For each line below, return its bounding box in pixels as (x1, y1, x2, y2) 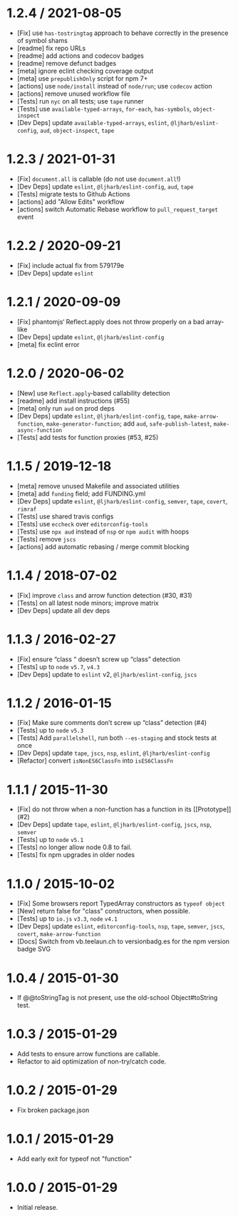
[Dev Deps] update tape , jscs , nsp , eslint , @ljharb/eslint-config (16, 748, 210, 758)
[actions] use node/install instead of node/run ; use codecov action (16, 81, 212, 90)
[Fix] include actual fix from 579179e (16, 261, 125, 269)
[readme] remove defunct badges (16, 59, 117, 67)
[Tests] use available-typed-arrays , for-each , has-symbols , (16, 104, 192, 113)
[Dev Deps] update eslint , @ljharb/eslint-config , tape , (16, 411, 182, 420)
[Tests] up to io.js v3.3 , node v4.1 (16, 914, 118, 923)
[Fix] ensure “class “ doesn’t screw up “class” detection (16, 655, 181, 663)
